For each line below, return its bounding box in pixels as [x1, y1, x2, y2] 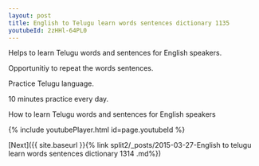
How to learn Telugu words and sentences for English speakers [8, 110, 217, 119]
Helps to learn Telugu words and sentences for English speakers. [8, 48, 222, 58]
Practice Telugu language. [8, 79, 94, 88]
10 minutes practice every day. [8, 95, 109, 104]
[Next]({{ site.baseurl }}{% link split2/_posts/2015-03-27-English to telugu [8, 141, 252, 150]
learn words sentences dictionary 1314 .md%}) [8, 149, 162, 159]
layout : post [8, 11, 52, 20]
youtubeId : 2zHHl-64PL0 [8, 26, 88, 34]
